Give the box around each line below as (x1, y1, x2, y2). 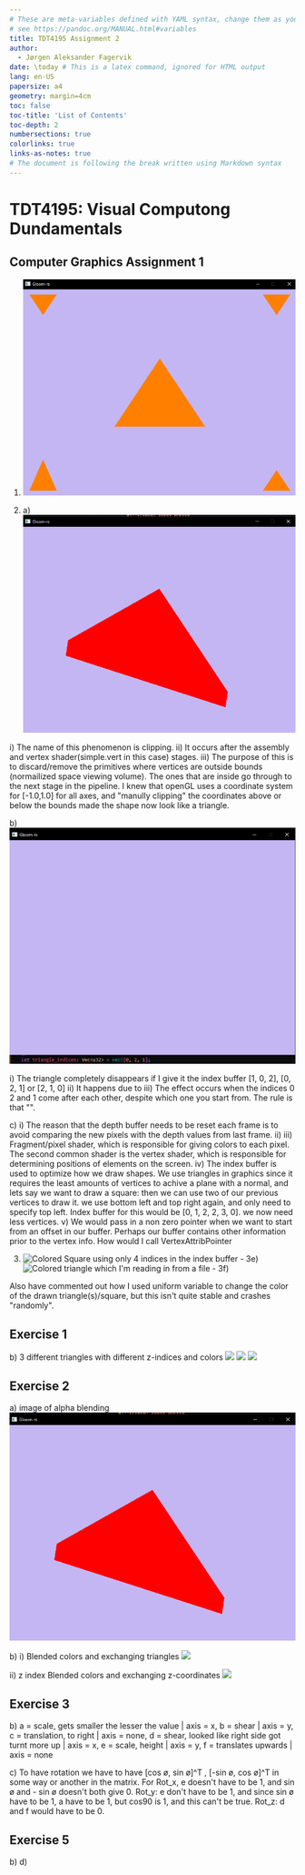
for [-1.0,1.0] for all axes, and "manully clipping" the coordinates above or (9, 790, 282, 801)
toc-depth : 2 (9, 120, 59, 129)
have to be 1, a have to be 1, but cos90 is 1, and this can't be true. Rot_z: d (9, 1796, 285, 1807)
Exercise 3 (9, 1696, 70, 1711)
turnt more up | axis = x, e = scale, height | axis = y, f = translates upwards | (9, 1739, 293, 1751)
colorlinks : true (9, 139, 75, 149)
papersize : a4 (9, 82, 64, 91)
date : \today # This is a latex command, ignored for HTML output (9, 63, 266, 72)
